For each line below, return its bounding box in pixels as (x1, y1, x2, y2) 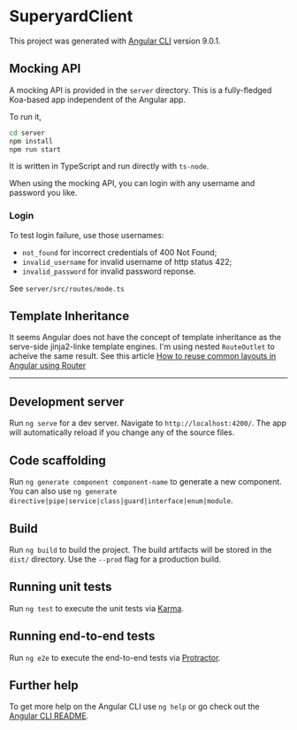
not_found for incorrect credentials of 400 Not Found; (21, 246, 217, 258)
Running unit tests (9, 579, 112, 594)
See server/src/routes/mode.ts (9, 283, 126, 293)
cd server (9, 128, 46, 137)
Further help (9, 678, 80, 693)
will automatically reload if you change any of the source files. (9, 427, 235, 438)
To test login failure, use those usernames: (9, 229, 164, 240)
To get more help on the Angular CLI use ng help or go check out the (9, 702, 260, 712)
